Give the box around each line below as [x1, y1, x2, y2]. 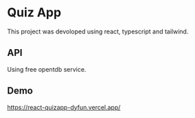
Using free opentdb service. [7, 65, 87, 73]
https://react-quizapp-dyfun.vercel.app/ [7, 103, 121, 111]
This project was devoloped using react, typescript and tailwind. [7, 27, 189, 35]
